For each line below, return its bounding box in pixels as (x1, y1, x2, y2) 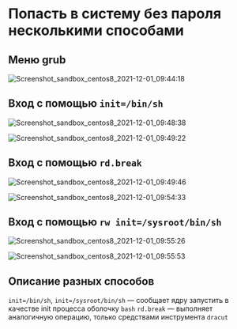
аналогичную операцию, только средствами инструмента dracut (8, 312, 229, 322)
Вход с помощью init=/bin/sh (8, 96, 164, 111)
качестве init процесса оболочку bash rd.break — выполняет (8, 304, 213, 313)
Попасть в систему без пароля (8, 5, 222, 23)
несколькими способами (8, 21, 184, 40)
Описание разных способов (8, 274, 155, 288)
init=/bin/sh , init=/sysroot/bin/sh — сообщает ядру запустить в (8, 296, 229, 305)
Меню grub (8, 53, 66, 66)
